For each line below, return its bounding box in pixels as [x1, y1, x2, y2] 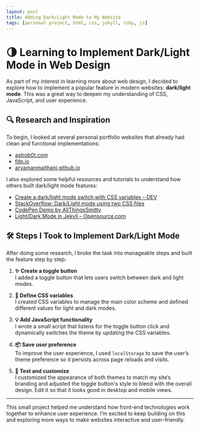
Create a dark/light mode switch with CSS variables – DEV [14, 194, 158, 201]
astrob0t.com [14, 151, 48, 158]
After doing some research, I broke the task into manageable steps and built [6, 249, 192, 256]
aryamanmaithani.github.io [14, 164, 80, 172]
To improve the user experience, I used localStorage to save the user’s [14, 349, 189, 356]
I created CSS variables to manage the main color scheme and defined [14, 298, 189, 305]
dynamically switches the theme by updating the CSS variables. [14, 329, 171, 336]
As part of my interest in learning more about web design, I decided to [6, 78, 178, 85]
